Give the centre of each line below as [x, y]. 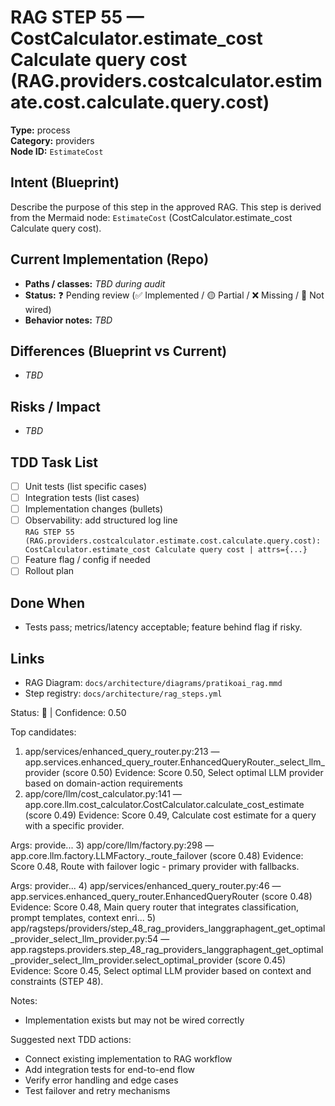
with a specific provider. [74, 825]
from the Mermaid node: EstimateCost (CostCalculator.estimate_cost [151, 217]
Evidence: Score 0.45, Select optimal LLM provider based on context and [161, 970]
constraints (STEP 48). [57, 981]
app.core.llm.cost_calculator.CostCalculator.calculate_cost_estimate [164, 804]
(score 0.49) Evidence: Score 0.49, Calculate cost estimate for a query [170, 815]
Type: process [40, 130]
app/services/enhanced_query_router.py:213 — [122, 751]
